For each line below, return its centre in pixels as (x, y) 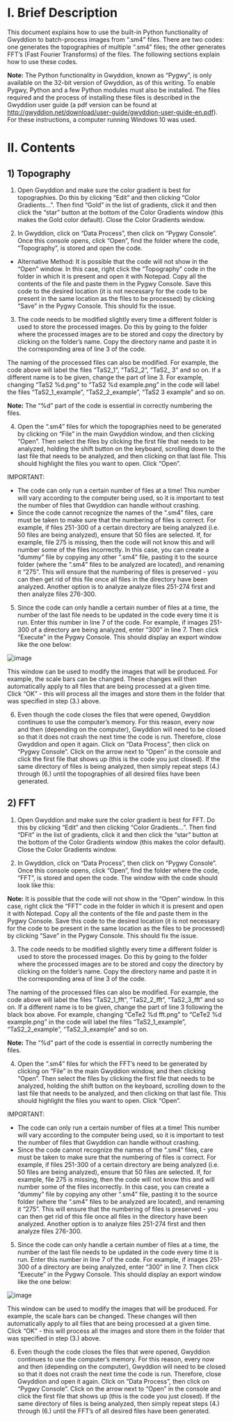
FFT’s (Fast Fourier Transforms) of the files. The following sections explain (114, 54)
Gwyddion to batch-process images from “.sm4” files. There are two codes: (116, 39)
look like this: (36, 885)
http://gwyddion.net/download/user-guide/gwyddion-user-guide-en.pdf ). (112, 112)
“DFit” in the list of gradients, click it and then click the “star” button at (118, 834)
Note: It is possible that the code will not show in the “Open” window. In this (116, 898)
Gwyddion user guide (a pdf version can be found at (82, 104)
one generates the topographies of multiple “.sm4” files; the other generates (116, 47)
